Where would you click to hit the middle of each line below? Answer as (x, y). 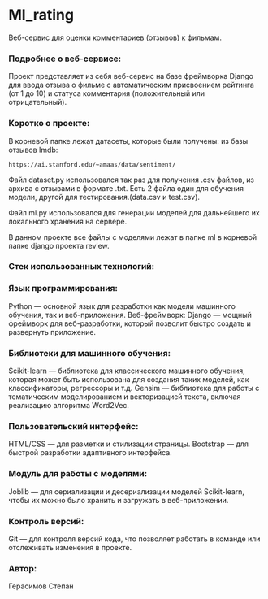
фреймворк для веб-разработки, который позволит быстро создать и (130, 323)
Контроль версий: (46, 521)
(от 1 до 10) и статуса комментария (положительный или (107, 93)
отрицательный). (38, 102)
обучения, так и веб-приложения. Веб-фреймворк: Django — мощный (130, 315)
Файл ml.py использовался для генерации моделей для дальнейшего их (134, 212)
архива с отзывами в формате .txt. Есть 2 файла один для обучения (126, 188)
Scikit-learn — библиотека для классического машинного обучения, (127, 371)
